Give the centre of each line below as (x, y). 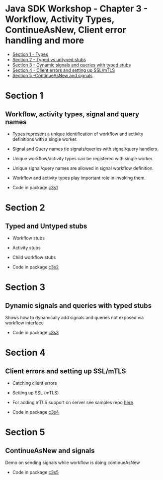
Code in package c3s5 (35, 472)
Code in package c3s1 (35, 187)
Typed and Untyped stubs (46, 226)
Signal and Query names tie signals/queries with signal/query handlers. (85, 149)
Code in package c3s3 (36, 332)
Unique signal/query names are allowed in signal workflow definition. (83, 168)
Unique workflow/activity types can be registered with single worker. (83, 158)
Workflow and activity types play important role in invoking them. (79, 178)
